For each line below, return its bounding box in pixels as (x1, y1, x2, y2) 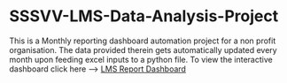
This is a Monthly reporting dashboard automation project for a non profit (9, 35, 276, 46)
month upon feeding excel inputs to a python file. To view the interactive (9, 54, 273, 64)
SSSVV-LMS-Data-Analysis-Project (9, 6, 279, 26)
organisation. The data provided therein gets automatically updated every (9, 44, 277, 55)
